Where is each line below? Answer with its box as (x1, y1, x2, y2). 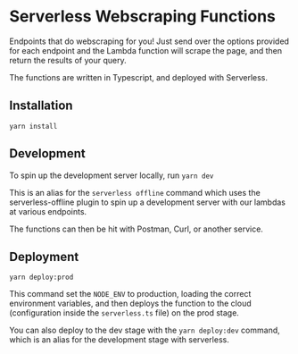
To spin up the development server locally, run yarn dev (9, 170, 214, 181)
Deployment (9, 249, 79, 265)
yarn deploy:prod (9, 273, 74, 282)
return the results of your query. (9, 55, 127, 65)
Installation (9, 98, 73, 114)
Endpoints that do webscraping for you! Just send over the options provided (9, 36, 290, 46)
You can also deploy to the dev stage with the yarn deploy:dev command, (9, 324, 281, 336)
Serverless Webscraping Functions (9, 6, 277, 27)
